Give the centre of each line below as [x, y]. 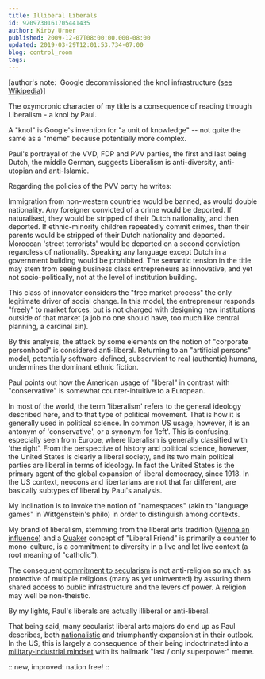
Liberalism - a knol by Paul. [53, 114]
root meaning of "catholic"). [54, 554]
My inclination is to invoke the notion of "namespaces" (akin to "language [128, 505]
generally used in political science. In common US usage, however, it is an [129, 423]
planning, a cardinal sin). [48, 326]
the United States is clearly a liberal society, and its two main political [121, 456]
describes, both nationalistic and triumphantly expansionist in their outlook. [131, 635]
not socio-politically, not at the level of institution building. [103, 277]
